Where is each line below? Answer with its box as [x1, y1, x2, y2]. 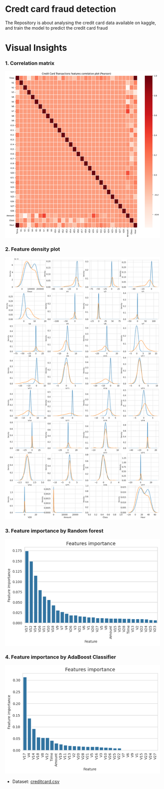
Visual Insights [5, 42, 67, 54]
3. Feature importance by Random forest [5, 527, 104, 534]
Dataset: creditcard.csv [12, 778, 60, 784]
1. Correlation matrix [5, 60, 55, 67]
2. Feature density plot [5, 245, 60, 252]
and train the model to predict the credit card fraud [5, 25, 108, 31]
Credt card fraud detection [5, 3, 116, 15]
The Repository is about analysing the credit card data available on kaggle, [5, 20, 156, 26]
